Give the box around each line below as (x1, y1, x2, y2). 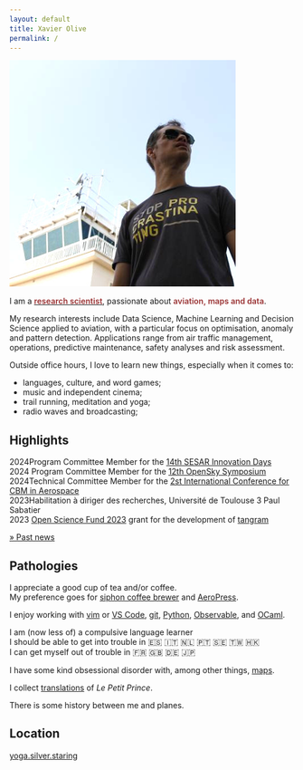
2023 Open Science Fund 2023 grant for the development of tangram (9, 515, 270, 525)
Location (9, 726, 61, 742)
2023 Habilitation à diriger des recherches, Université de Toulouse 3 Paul (9, 495, 280, 506)
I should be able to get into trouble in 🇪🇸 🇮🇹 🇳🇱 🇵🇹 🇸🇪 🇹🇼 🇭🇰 (9, 637, 260, 647)
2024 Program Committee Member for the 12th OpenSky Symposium (9, 467, 267, 477)
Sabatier (9, 505, 41, 515)
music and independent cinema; (22, 387, 143, 398)
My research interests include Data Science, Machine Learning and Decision (9, 313, 294, 324)
